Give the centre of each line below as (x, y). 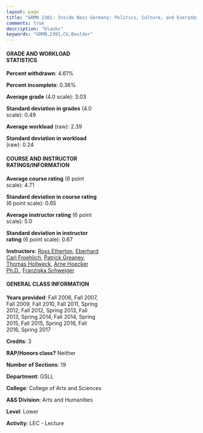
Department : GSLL (30, 376)
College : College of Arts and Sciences (54, 388)
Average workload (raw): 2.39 (44, 127)
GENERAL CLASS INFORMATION (48, 284)
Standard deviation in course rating (52, 196)
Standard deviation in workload (47, 138)
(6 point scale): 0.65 (31, 203)
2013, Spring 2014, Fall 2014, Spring (51, 316)
